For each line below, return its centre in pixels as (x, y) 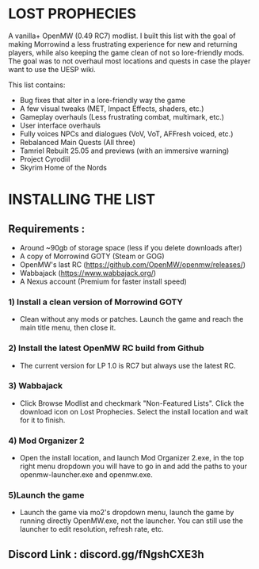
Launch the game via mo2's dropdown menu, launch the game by (127, 513)
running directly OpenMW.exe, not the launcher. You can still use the (131, 521)
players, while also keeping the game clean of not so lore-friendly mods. (126, 52)
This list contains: (37, 85)
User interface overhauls (60, 125)
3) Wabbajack (36, 386)
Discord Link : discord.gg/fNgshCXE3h (106, 554)
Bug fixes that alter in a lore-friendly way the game (103, 100)
